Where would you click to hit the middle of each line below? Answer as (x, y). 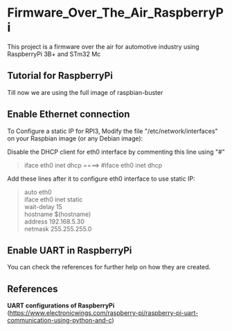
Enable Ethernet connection (69, 115)
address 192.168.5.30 (54, 221)
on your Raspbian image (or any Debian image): (75, 138)
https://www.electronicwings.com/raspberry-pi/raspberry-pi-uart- (104, 313)
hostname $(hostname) (57, 214)
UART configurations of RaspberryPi (61, 305)
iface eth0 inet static (53, 199)
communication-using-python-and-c (60, 321)
